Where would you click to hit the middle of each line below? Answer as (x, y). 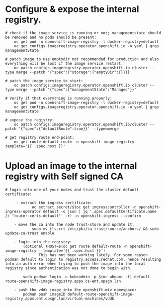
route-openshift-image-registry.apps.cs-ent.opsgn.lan (63, 281)
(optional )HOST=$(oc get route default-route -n (75, 246)
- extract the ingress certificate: (54, 203)
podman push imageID (44, 294)
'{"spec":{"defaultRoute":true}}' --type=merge (69, 129)
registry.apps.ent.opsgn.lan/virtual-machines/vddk (60, 299)
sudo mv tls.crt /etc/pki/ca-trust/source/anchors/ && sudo (95, 229)
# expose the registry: (30, 120)
